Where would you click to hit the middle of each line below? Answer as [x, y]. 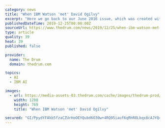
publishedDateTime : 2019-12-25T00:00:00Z [48, 23]
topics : [13, 73]
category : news [21, 10]
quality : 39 [17, 37]
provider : [15, 55]
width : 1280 [26, 100]
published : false [23, 46]
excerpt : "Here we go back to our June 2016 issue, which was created [79, 19]
